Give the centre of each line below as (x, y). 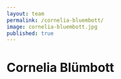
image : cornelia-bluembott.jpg (52, 27)
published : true (30, 33)
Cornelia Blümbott (60, 68)
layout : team (26, 14)
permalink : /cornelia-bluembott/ (55, 20)
